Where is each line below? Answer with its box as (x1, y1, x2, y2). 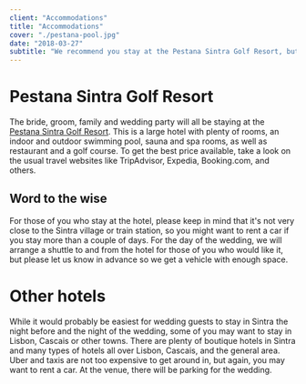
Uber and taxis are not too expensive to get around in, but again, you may (9, 354, 285, 365)
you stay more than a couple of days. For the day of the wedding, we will (9, 234, 282, 246)
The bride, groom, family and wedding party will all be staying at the (9, 116, 265, 127)
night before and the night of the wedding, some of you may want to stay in (9, 325, 292, 337)
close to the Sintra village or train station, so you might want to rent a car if (9, 225, 290, 236)
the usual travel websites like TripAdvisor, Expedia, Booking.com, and (9, 156, 270, 167)
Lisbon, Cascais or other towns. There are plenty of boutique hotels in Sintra (9, 335, 296, 346)
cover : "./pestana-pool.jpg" (9, 30, 120, 39)
